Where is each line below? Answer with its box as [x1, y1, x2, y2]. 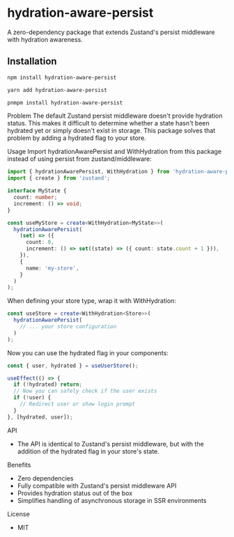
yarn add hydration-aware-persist [7, 86, 108, 93]
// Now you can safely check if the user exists [13, 388, 157, 395]
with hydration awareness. [7, 35, 84, 43]
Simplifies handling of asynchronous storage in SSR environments [17, 496, 207, 504]
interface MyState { [7, 187, 68, 194]
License [7, 510, 30, 518]
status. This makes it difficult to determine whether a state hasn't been [7, 119, 210, 127]
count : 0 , [25, 239, 54, 246]
